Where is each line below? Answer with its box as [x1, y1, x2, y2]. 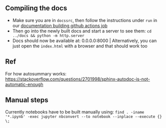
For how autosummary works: [5, 70, 66, 76]
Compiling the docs [5, 4, 67, 12]
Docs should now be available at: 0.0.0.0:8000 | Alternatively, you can [12, 37, 157, 43]
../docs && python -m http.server [12, 33, 84, 38]
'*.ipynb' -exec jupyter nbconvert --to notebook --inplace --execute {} [5, 114, 162, 119]
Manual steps [5, 96, 48, 104]
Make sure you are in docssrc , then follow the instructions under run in [12, 17, 157, 23]
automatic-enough [5, 81, 43, 87]
